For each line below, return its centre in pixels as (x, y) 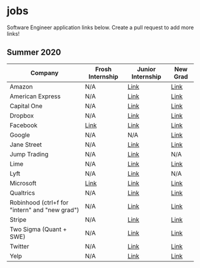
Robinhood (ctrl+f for (39, 202)
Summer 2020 (34, 53)
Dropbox (22, 115)
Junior (146, 69)
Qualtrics (22, 193)
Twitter (19, 246)
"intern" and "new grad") (45, 210)
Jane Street (26, 144)
